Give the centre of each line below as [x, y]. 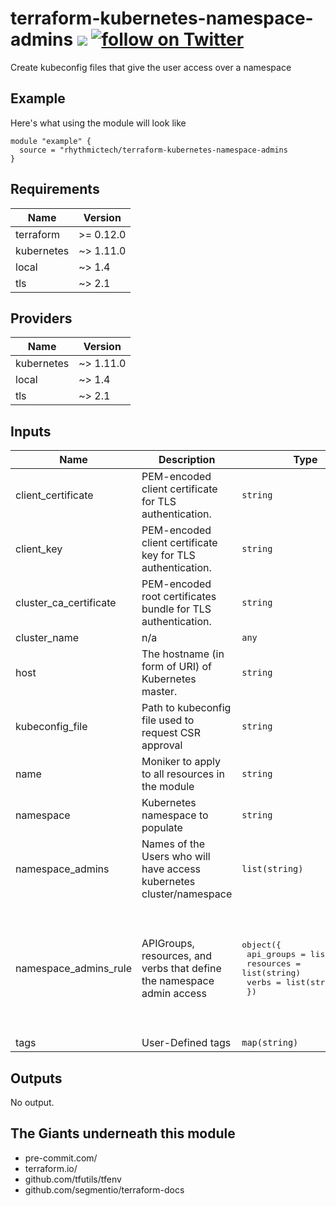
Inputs [31, 431]
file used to [168, 720]
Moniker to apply [181, 762]
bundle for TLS [176, 609]
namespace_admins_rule [74, 969]
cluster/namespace [187, 894]
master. [159, 692]
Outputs [36, 1078]
